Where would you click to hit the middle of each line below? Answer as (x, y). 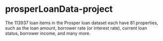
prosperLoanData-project (59, 9)
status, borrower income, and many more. (48, 33)
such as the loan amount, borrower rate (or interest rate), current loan (76, 28)
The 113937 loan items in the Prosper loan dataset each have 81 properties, (82, 23)
